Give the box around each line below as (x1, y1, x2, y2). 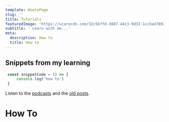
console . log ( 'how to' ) (16, 76, 64, 82)
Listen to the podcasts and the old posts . (5, 90, 90, 96)
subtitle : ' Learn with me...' (5, 26, 71, 31)
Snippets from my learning (5, 59, 91, 67)
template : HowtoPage (5, 7, 49, 13)
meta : (5, 31, 17, 36)
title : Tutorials (5, 17, 42, 22)
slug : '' (5, 12, 24, 17)
